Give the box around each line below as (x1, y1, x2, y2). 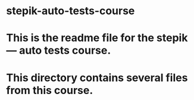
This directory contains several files (6, 71, 188, 84)
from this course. (6, 83, 93, 97)
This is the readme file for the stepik (6, 31, 188, 45)
